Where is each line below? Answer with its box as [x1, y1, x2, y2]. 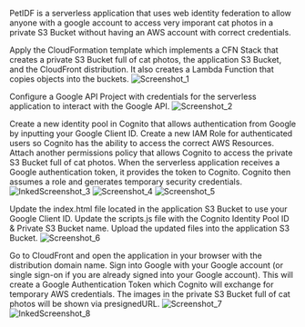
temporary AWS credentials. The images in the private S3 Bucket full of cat [9, 289, 291, 299]
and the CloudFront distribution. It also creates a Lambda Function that [9, 64, 275, 74]
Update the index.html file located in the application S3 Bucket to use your [9, 203, 289, 214]
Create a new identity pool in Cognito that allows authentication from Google [9, 118, 297, 129]
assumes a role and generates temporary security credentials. [9, 176, 243, 187]
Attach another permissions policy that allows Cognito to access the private [9, 147, 293, 158]
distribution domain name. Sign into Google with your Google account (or [9, 260, 284, 271]
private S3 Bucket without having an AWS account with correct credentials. [9, 27, 291, 37]
